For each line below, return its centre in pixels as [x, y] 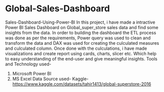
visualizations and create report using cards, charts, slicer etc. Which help [81, 53]
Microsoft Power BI [32, 73]
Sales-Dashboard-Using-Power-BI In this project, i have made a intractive [80, 22]
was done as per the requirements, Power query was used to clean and [78, 38]
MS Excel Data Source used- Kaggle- [51, 79]
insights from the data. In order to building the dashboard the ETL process [81, 32]
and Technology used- [28, 64]
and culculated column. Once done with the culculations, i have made [76, 48]
